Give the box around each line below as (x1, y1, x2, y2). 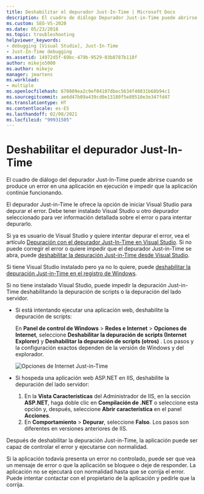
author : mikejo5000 (6, 60, 56, 66)
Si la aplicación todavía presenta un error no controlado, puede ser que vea (6, 455, 196, 462)
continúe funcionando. (6, 189, 63, 196)
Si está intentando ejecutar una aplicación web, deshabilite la (15, 306, 169, 314)
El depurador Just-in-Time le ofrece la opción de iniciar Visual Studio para (6, 201, 192, 208)
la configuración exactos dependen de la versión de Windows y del (15, 344, 185, 351)
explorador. (15, 351, 44, 358)
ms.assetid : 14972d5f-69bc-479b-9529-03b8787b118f (6, 54, 138, 60)
